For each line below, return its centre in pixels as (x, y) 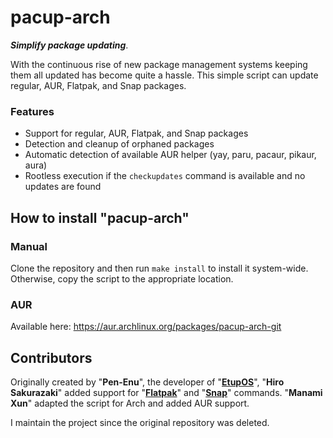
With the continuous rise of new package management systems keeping (159, 64)
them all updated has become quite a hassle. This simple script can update (164, 75)
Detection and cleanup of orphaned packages (119, 144)
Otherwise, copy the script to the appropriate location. (122, 278)
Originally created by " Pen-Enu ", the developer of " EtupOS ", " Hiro (147, 382)
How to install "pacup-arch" (100, 217)
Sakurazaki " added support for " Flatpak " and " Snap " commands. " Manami (166, 393)
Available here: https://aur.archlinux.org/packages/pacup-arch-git (146, 327)
